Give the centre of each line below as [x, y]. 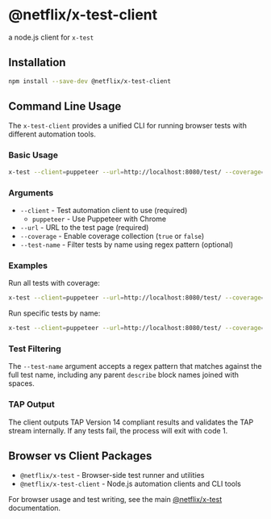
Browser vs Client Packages [80, 456]
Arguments [31, 193]
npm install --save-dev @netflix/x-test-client [90, 81]
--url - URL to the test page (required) [84, 227]
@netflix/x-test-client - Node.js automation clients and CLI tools [131, 484]
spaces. [21, 383]
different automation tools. [52, 134]
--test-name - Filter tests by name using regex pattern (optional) [127, 245]
